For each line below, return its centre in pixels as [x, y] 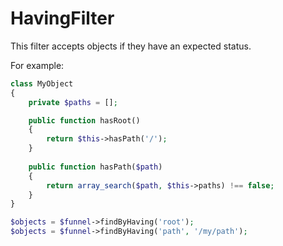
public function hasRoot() [84, 120]
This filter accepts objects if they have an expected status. [131, 46]
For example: [37, 65]
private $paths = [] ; [73, 102]
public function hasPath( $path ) [95, 167]
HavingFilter [62, 18]
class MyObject [42, 83]
